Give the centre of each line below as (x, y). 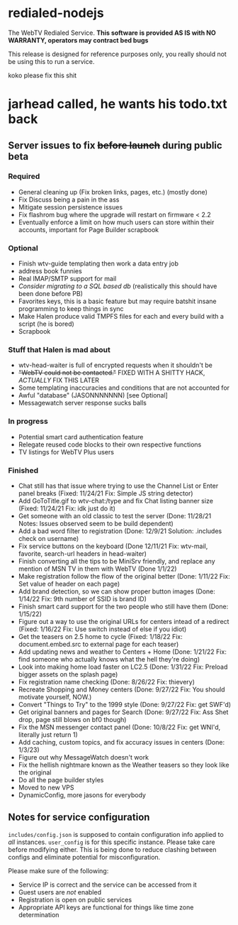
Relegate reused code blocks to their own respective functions (110, 444)
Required (24, 177)
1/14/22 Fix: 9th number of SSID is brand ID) (83, 599)
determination (39, 914)
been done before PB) (51, 294)
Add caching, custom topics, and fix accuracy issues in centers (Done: (121, 742)
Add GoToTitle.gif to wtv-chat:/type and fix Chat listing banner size (115, 501)
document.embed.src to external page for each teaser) (98, 644)
